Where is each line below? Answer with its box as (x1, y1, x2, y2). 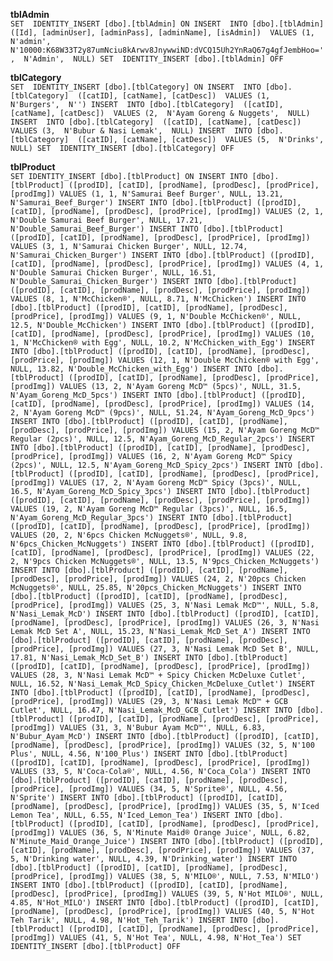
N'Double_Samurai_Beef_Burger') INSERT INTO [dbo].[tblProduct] (10, 224, 284, 234)
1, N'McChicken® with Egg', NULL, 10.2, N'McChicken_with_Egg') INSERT (10, 338, 315, 348)
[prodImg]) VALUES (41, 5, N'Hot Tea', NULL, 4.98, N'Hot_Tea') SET (10, 933, 302, 943)
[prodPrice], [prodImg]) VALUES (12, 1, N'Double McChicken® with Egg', (10, 355, 320, 365)
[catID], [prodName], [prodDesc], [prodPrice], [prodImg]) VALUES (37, (10, 845, 315, 855)
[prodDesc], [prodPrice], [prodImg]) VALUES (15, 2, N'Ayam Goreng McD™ (10, 425, 320, 435)
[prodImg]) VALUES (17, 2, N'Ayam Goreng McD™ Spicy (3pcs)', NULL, (10, 478, 302, 488)
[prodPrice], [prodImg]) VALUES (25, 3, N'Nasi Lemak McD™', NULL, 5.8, (10, 600, 320, 610)
